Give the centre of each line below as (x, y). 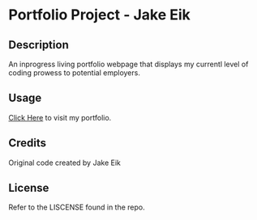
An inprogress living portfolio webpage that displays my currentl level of (128, 64)
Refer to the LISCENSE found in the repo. (77, 207)
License (29, 188)
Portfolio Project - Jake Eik (99, 15)
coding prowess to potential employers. (74, 73)
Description (39, 45)
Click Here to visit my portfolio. (60, 117)
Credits (28, 143)
